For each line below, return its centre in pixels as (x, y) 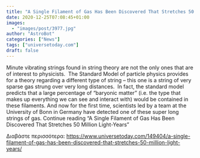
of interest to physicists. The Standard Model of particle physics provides (97, 74)
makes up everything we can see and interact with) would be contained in (97, 99)
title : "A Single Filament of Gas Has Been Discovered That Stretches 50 (100, 12)
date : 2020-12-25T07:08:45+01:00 (48, 17)
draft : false (22, 51)
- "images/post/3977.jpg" (44, 28)
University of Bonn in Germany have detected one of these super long (93, 111)
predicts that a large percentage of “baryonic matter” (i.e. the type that (93, 92)
